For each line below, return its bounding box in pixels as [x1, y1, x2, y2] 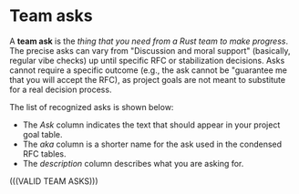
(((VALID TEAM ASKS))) [9, 175, 98, 187]
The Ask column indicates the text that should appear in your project [22, 119, 281, 130]
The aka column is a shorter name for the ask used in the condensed [22, 138, 283, 149]
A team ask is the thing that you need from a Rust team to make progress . [9, 36, 289, 46]
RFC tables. [22, 148, 67, 159]
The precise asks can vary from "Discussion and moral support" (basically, [9, 45, 291, 56]
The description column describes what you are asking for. [22, 158, 244, 168]
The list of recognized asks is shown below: [9, 101, 174, 112]
